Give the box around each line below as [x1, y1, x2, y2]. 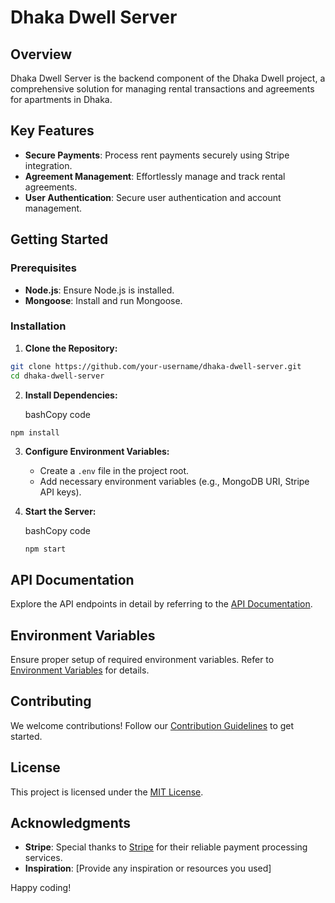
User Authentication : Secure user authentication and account [24, 191, 282, 203]
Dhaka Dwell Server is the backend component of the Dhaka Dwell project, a [10, 72, 326, 84]
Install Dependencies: [24, 389, 118, 401]
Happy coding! [10, 882, 72, 894]
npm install [10, 427, 60, 438]
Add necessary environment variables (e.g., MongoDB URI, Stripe [39, 476, 310, 488]
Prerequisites [10, 261, 77, 275]
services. [24, 852, 63, 864]
